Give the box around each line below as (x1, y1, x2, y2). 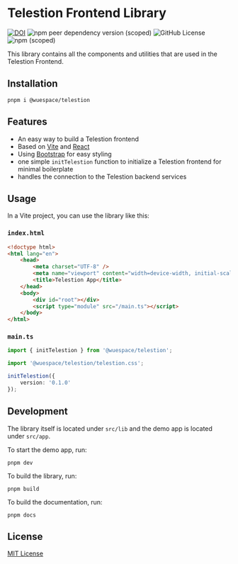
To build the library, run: (7, 471, 77, 480)
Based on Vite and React (17, 142, 90, 150)
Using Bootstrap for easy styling (17, 150, 112, 158)
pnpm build (7, 485, 40, 492)
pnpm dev (7, 459, 33, 466)
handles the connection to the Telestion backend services (17, 172, 187, 181)
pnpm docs (7, 512, 37, 519)
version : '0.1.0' (20, 379, 72, 387)
